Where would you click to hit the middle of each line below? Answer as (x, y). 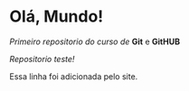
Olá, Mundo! (57, 17)
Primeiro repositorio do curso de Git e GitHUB (95, 41)
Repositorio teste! (42, 59)
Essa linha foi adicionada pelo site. (74, 76)
